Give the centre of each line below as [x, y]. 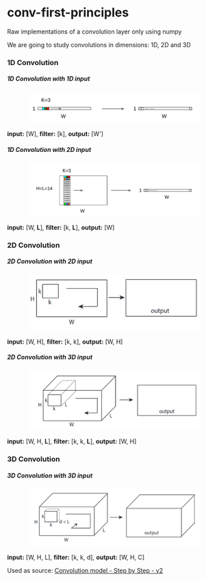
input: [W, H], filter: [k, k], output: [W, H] [65, 341]
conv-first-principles [68, 13]
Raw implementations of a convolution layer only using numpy [94, 31]
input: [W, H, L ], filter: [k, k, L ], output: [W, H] [72, 441]
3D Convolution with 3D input [50, 475]
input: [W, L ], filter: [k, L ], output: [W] [61, 227]
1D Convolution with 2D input [49, 149]
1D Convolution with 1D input [49, 79]
